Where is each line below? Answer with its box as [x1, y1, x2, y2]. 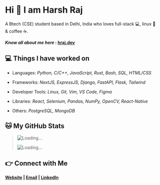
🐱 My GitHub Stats [5, 122, 65, 130]
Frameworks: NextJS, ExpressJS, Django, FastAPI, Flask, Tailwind [12, 79, 146, 85]
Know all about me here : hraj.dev [5, 39, 75, 46]
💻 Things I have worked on [5, 54, 90, 63]
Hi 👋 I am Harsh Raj [5, 4, 83, 16]
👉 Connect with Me [5, 159, 68, 167]
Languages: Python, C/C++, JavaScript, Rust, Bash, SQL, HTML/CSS [12, 69, 152, 75]
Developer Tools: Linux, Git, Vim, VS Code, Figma [12, 89, 112, 94]
